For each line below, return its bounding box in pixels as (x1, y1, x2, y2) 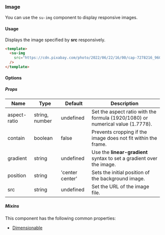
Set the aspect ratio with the (91, 108, 157, 115)
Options (5, 75, 22, 81)
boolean (33, 135, 53, 142)
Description (110, 100, 139, 107)
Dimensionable (12, 225, 43, 231)
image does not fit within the (91, 135, 157, 142)
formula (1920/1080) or (91, 114, 148, 121)
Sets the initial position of (91, 169, 150, 176)
